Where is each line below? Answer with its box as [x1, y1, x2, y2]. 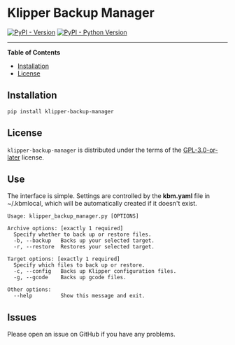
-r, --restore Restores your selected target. [13, 244, 155, 251]
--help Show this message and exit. [13, 293, 145, 300]
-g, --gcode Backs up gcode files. [13, 274, 127, 281]
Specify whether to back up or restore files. [13, 231, 152, 239]
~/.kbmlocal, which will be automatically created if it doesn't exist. [7, 199, 197, 208]
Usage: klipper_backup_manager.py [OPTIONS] [7, 213, 139, 220]
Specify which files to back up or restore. [13, 262, 145, 269]
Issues [7, 311, 37, 323]
